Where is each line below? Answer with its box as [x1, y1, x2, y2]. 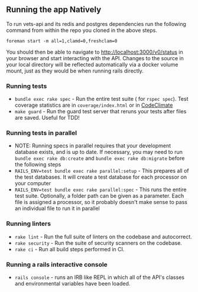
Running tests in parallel [6, 129, 77, 137]
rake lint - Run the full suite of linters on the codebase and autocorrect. [14, 233, 192, 240]
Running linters [6, 219, 51, 228]
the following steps [14, 161, 61, 168]
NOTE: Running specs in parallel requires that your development [14, 142, 171, 149]
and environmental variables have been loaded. [14, 280, 131, 287]
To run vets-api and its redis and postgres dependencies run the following [6, 20, 186, 27]
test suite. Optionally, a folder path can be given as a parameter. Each [14, 192, 184, 199]
